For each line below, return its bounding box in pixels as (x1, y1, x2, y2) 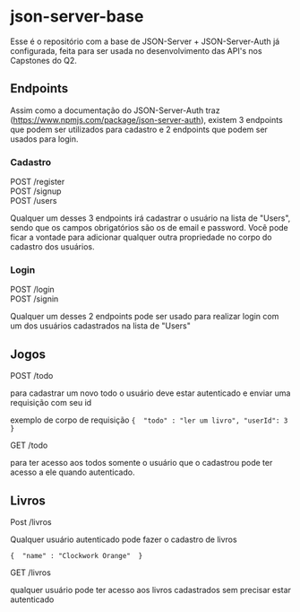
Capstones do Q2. (10, 55, 77, 66)
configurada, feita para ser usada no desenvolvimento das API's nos (10, 45, 262, 56)
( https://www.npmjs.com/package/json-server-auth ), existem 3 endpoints (10, 114, 283, 125)
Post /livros (10, 516, 52, 527)
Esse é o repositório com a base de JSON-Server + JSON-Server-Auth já (10, 36, 280, 47)
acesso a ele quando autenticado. (10, 467, 135, 477)
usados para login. (10, 133, 79, 144)
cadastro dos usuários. (10, 241, 95, 252)
